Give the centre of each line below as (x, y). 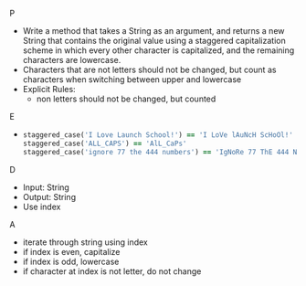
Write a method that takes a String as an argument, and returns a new (153, 31)
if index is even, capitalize (71, 251)
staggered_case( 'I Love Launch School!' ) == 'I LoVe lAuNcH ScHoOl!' (158, 135)
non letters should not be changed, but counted (126, 99)
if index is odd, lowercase (71, 261)
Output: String (49, 196)
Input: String (46, 187)
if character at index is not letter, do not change (112, 271)
